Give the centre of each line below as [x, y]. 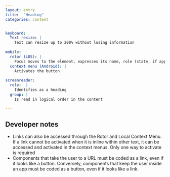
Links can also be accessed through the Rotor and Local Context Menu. [87, 137]
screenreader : [20, 80]
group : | [19, 95]
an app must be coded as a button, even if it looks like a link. [76, 169]
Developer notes [32, 124]
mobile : [13, 52]
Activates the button [37, 71]
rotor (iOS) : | [26, 56]
